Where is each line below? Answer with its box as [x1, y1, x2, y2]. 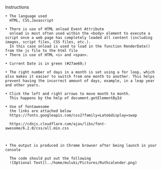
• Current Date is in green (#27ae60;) [5, 61, 87, 66]
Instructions [5, 4, 29, 10]
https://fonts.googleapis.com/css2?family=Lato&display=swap [9, 113, 137, 118]
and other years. [5, 83, 41, 88]
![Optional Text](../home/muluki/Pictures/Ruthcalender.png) [9, 160, 137, 165]
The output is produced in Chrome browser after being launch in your [9, 143, 157, 148]
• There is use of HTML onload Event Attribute [5, 27, 105, 32]
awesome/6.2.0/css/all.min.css [5, 126, 69, 131]
